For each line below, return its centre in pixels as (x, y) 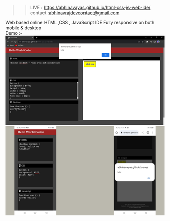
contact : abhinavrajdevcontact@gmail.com (75, 13)
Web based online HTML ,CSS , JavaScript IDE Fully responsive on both (80, 22)
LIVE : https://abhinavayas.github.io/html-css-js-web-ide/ (90, 7)
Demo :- (14, 33)
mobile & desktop (24, 28)
